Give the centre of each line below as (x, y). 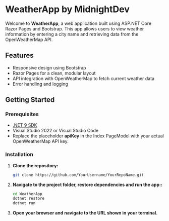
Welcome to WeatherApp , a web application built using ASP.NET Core (78, 23)
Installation (19, 155)
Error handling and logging (40, 84)
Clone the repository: (35, 165)
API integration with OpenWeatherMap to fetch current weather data (83, 78)
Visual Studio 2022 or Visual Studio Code (55, 131)
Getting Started (30, 100)
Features (19, 56)
